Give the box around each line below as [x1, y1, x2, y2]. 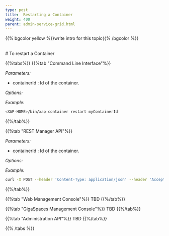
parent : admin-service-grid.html [5, 21, 75, 27]
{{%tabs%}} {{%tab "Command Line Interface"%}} [5, 60, 111, 66]
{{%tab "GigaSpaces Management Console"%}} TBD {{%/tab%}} [5, 206, 141, 212]
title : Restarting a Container [5, 12, 73, 17]
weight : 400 [5, 17, 30, 22]
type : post [5, 7, 28, 13]
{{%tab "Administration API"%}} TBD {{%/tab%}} [5, 216, 107, 221]
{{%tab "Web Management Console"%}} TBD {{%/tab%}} [5, 196, 126, 202]
